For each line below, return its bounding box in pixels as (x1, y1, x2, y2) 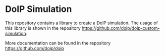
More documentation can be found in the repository (5, 40, 111, 46)
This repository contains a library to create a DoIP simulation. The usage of (5, 20, 158, 26)
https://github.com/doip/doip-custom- (81, 25, 160, 31)
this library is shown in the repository (5, 25, 81, 31)
